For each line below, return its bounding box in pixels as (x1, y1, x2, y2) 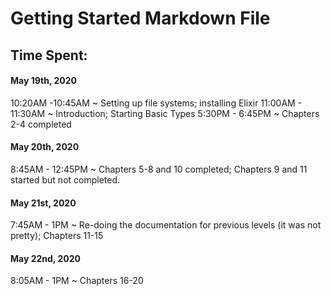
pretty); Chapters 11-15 (10, 230, 104, 242)
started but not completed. (10, 173, 121, 186)
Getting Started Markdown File (10, 7, 271, 30)
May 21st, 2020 (10, 197, 77, 209)
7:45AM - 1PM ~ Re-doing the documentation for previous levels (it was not (10, 219, 322, 231)
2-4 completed (10, 118, 72, 130)
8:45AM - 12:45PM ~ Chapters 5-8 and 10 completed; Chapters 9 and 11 (10, 163, 308, 175)
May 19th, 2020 (10, 75, 77, 87)
